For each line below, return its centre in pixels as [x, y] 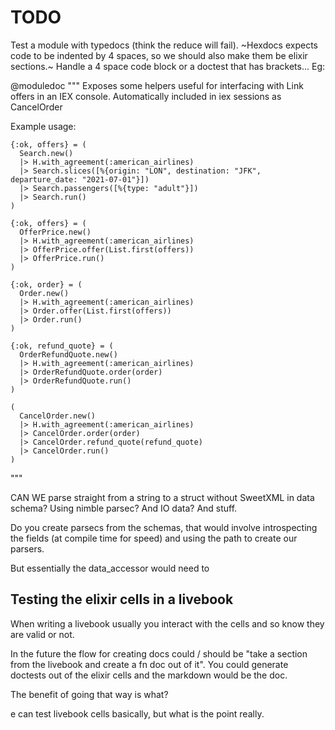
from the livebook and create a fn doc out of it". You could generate [149, 664]
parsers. [27, 548]
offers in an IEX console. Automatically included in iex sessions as [146, 96]
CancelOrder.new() [58, 416]
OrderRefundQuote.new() [68, 354]
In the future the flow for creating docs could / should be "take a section [159, 653]
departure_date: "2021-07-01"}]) [80, 179]
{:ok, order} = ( [46, 284]
